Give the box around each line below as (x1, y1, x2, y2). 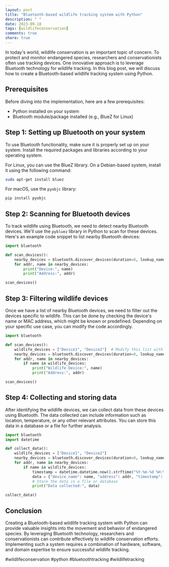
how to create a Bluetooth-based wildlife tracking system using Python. (5, 70, 153, 76)
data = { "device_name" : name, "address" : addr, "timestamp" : (32, 474, 163, 479)
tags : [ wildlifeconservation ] (5, 26, 69, 31)
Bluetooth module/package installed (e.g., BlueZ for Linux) (12, 114, 134, 120)
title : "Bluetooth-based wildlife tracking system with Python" (5, 12, 143, 17)
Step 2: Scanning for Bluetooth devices (5, 210, 131, 218)
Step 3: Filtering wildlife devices (5, 294, 108, 303)
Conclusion (5, 506, 42, 515)
